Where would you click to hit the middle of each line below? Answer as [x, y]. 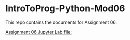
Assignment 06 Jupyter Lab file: [39, 32]
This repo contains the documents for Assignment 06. [61, 22]
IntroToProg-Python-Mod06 [65, 9]
